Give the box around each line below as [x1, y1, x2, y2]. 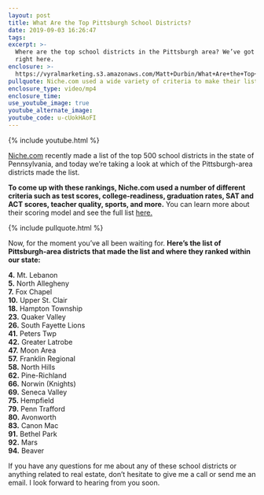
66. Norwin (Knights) [8, 379, 76, 388]
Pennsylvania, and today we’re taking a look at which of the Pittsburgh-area [8, 159, 253, 168]
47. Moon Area [8, 345, 57, 355]
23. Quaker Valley [8, 312, 67, 321]
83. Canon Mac [8, 420, 59, 430]
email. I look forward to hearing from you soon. [8, 478, 160, 487]
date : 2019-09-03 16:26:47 [8, 26, 97, 34]
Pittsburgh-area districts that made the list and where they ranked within [8, 246, 251, 256]
